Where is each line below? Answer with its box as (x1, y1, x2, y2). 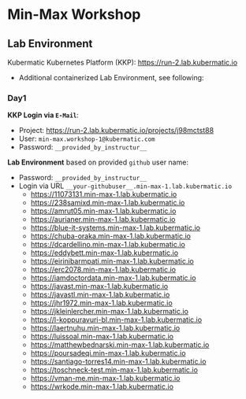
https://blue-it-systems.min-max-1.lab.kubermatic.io (30, 223, 200, 233)
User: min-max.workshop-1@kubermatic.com (18, 134, 155, 143)
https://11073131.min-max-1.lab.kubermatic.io (30, 190, 177, 199)
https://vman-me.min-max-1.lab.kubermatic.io (30, 374, 181, 383)
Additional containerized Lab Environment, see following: (18, 73, 204, 82)
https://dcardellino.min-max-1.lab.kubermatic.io (30, 240, 186, 249)
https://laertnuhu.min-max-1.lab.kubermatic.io (30, 323, 181, 333)
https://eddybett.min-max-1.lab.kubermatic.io (30, 248, 179, 257)
